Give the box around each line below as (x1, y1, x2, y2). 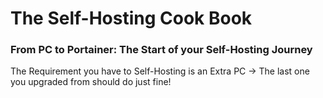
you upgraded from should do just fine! (10, 76, 172, 88)
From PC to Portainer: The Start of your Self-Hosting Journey (10, 43, 313, 57)
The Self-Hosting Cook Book (10, 7, 253, 30)
